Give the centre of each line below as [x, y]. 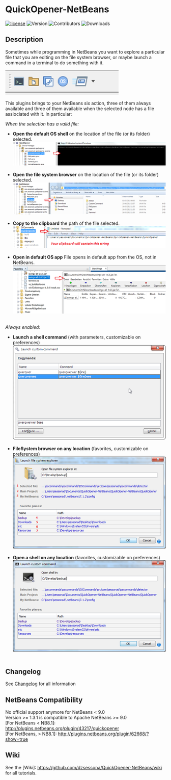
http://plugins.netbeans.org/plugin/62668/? [103, 734]
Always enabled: [23, 327]
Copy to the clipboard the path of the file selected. [66, 223]
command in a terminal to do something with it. [54, 63]
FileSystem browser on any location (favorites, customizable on [80, 448]
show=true [17, 739]
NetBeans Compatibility [44, 700]
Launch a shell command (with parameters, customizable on [77, 337]
